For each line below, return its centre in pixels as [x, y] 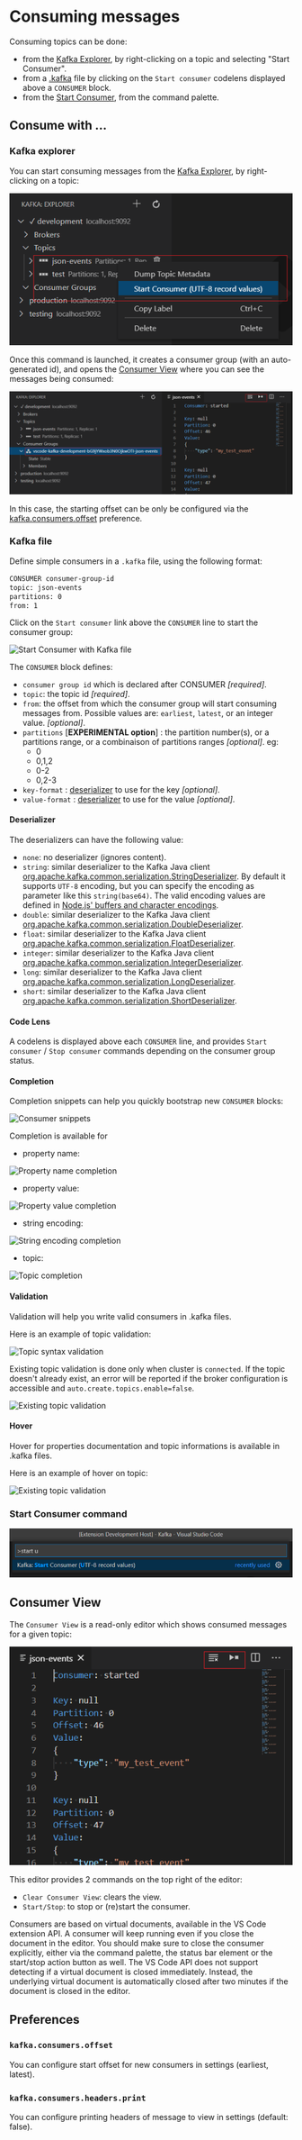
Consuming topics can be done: [68, 41]
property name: [51, 1154]
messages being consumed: [62, 379]
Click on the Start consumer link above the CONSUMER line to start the [134, 622]
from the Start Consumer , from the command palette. [121, 97]
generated [28, 369]
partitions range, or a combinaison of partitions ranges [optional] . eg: [150, 741]
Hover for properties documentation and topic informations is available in [145, 1446]
